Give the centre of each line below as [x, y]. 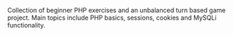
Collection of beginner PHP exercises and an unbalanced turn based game [116, 10]
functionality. [27, 25]
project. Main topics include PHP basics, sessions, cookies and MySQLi [112, 18]
